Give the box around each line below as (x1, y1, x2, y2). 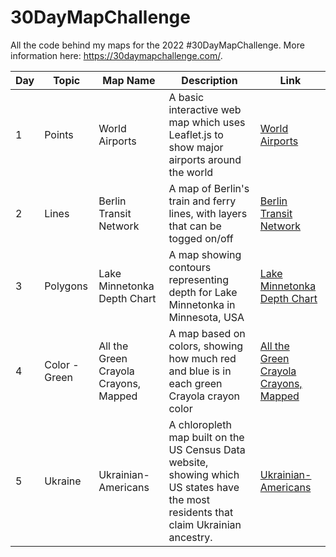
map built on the (168, 430, 245, 444)
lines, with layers (168, 206, 248, 220)
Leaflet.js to (168, 127, 224, 141)
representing (168, 272, 230, 286)
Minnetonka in (168, 297, 236, 311)
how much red (168, 351, 237, 365)
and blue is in (168, 364, 232, 378)
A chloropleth (168, 417, 232, 431)
